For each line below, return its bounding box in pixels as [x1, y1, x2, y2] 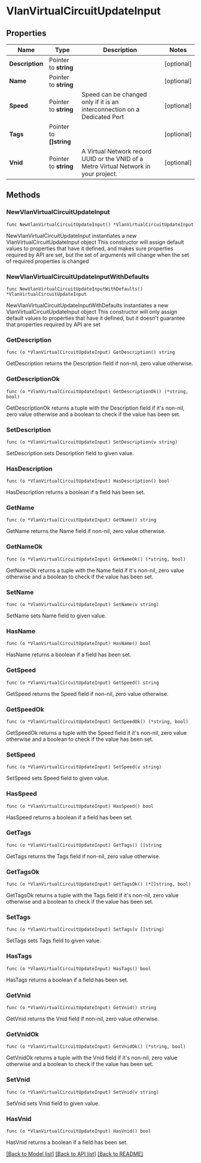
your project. [81, 169, 118, 178]
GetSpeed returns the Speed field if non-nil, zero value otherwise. [6, 690, 169, 697]
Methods [6, 190, 41, 200]
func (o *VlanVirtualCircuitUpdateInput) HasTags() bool [6, 965, 151, 971]
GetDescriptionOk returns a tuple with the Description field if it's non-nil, [6, 404, 185, 411]
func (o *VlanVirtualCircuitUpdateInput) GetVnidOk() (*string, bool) [6, 1044, 186, 1050]
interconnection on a [81, 105, 139, 113]
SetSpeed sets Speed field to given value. [6, 774, 109, 782]
